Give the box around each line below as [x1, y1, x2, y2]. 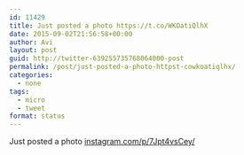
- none [17, 79, 42, 88]
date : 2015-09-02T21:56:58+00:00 [9, 29, 133, 38]
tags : [9, 87, 29, 96]
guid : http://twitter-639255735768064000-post [9, 54, 185, 63]
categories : [9, 71, 53, 80]
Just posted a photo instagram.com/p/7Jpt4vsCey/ [9, 136, 195, 147]
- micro [17, 95, 46, 105]
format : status [9, 112, 66, 120]
